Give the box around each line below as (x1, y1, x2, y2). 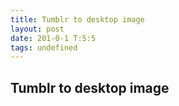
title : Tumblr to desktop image (10, 14, 145, 25)
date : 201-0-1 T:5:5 (10, 33, 97, 43)
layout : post (10, 24, 65, 34)
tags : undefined (10, 42, 78, 53)
